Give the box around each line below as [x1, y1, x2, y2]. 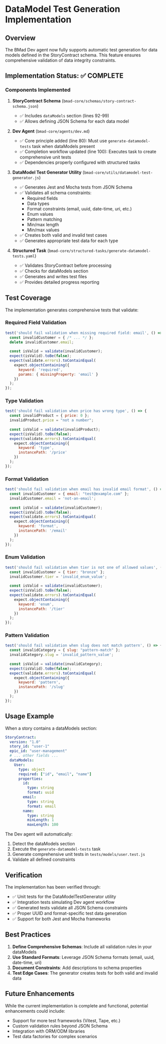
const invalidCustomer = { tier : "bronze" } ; [9, 569, 105, 575]
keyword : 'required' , [18, 367, 63, 372]
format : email [27, 803, 56, 809]
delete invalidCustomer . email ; [9, 340, 74, 345]
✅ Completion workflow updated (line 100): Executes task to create [19, 149, 157, 154]
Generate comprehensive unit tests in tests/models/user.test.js [12, 851, 145, 857]
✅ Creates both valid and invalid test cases [19, 232, 107, 238]
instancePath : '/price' [18, 450, 68, 455]
